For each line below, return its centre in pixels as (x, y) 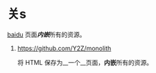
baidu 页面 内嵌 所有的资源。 (46, 34)
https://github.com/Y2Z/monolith (64, 48)
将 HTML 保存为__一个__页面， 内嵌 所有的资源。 (85, 62)
